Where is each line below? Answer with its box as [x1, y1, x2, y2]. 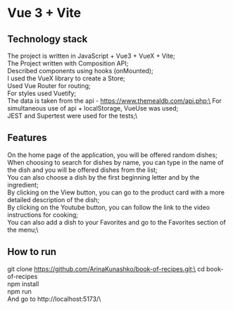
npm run [7, 287, 32, 295]
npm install [7, 280, 39, 288]
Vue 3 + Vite [7, 5, 82, 21]
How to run [7, 246, 57, 258]
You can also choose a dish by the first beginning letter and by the [7, 173, 200, 181]
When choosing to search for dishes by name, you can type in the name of [7, 158, 224, 166]
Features [7, 132, 47, 144]
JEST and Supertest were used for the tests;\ [7, 111, 138, 120]
